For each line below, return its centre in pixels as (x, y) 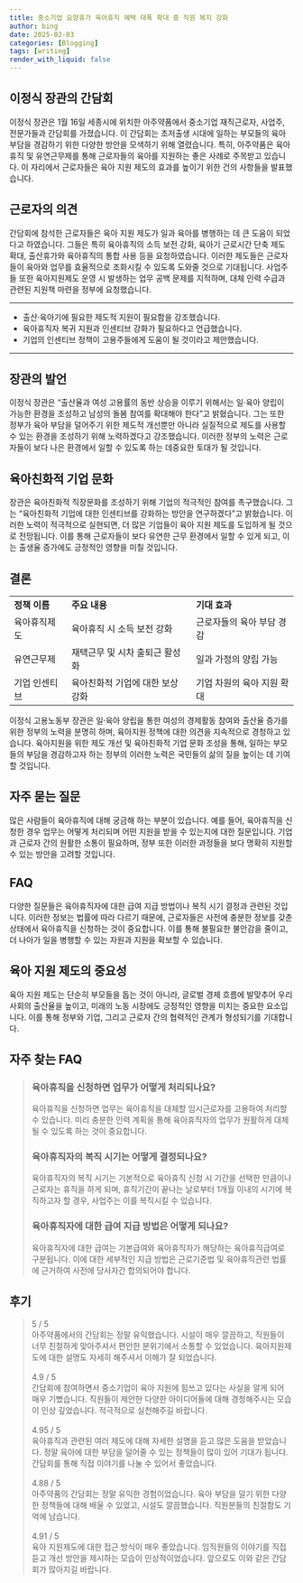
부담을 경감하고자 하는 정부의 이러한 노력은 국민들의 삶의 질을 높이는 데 (150, 754)
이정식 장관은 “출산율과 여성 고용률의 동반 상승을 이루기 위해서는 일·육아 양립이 (147, 403)
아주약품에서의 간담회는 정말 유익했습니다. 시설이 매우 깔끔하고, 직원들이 (158, 1334)
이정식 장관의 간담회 (61, 99)
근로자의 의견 (44, 210)
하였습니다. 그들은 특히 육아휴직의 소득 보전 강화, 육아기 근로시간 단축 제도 (156, 244)
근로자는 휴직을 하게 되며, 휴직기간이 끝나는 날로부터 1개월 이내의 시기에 (157, 1190)
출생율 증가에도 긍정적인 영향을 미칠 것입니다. (98, 548)
